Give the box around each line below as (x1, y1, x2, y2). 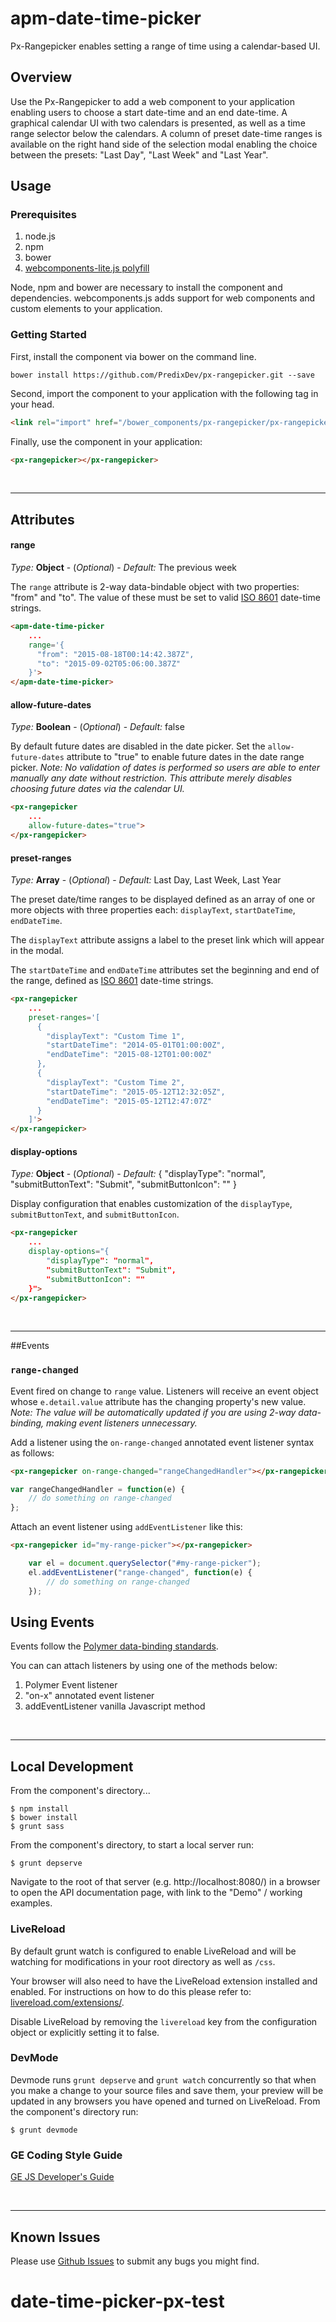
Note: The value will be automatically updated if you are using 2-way (10, 1406, 297, 1418)
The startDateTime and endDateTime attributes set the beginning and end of (10, 964, 320, 976)
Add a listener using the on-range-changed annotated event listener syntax (10, 1436, 315, 1448)
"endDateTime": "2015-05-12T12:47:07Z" (46, 1096, 213, 1106)
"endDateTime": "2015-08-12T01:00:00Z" (46, 1050, 213, 1060)
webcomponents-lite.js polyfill (24, 262, 150, 274)
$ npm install (10, 1804, 70, 1814)
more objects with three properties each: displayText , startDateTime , (10, 904, 296, 916)
